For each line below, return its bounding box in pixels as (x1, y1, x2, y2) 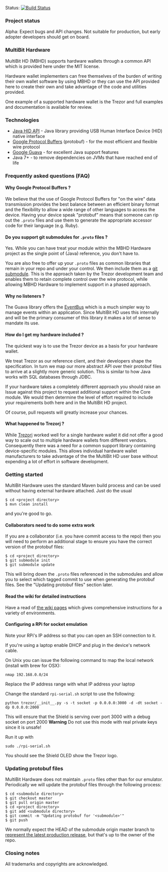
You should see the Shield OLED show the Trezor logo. (5, 752, 118, 758)
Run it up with (5, 734, 34, 740)
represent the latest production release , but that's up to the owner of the (5, 832, 155, 838)
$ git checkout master (5, 796, 53, 801)
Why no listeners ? (5, 293, 45, 299)
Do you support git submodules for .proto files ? (5, 234, 108, 240)
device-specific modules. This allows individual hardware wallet (5, 448, 137, 454)
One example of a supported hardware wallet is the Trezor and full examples (5, 98, 163, 105)
